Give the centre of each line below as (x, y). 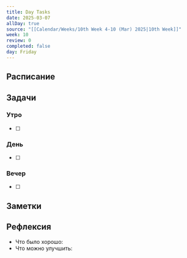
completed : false (28, 47)
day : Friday (21, 52)
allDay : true (23, 23)
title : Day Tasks (28, 12)
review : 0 (19, 40)
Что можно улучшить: (44, 248)
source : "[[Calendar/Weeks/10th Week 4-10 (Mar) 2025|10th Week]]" (94, 29)
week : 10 (17, 35)
